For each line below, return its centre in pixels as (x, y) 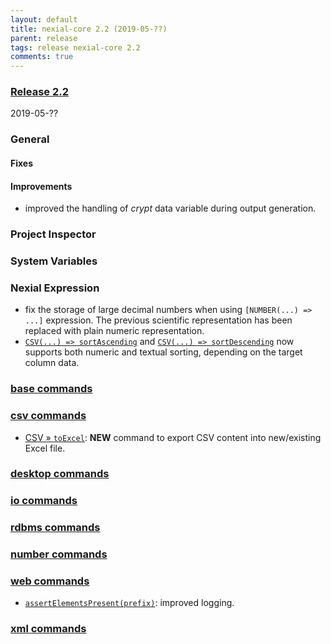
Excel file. (45, 448)
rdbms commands (55, 528)
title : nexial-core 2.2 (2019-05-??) (89, 29)
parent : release (44, 38)
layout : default (44, 19)
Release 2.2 (39, 92)
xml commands (48, 629)
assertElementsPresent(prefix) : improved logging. (129, 603)
